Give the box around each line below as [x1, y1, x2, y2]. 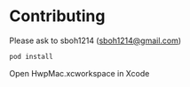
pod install [9, 52, 53, 61]
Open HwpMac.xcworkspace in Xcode [9, 68, 150, 78]
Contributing [9, 6, 106, 26]
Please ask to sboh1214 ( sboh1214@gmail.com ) [9, 35, 182, 46]
